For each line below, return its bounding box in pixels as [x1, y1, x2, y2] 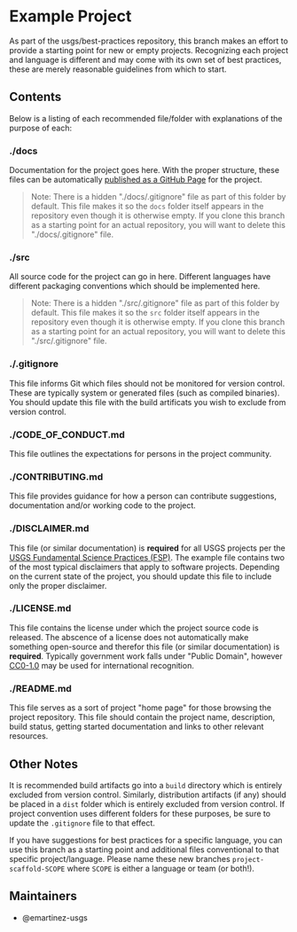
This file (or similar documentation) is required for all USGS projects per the [9, 543, 285, 553]
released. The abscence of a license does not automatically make [9, 631, 249, 642]
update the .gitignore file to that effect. [9, 818, 155, 828]
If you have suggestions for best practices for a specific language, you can [9, 834, 283, 845]
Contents [9, 90, 62, 105]
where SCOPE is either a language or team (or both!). [66, 863, 255, 873]
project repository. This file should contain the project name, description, [9, 712, 276, 723]
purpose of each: [9, 122, 73, 133]
